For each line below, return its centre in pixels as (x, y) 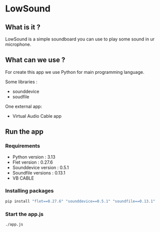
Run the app (24, 132)
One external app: (24, 106)
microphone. (18, 44)
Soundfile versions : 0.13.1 (39, 173)
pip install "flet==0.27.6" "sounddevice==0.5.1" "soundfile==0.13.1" (80, 201)
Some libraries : (21, 82)
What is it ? (23, 27)
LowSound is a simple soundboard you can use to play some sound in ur (80, 39)
